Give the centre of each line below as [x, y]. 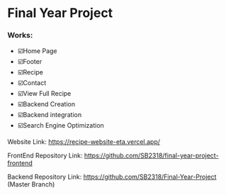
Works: [20, 35]
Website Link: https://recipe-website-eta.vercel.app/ [84, 142]
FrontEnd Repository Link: [45, 156]
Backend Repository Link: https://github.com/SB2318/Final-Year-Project [112, 177]
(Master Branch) [31, 184]
